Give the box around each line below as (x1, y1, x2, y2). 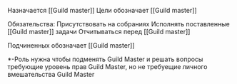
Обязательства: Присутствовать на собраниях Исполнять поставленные (7, 20, 230, 28)
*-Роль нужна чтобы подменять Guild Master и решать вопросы (7, 55, 203, 63)
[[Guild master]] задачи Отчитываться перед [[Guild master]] (7, 28, 191, 36)
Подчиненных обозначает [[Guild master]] (7, 41, 135, 49)
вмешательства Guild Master (7, 70, 95, 78)
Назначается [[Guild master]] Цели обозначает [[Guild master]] (7, 6, 198, 14)
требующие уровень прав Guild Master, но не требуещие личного (7, 63, 208, 70)
